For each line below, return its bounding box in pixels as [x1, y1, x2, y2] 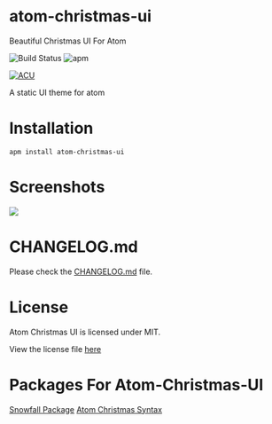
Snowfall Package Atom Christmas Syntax [9, 404, 162, 414]
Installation [9, 118, 94, 138]
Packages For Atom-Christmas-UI [9, 374, 264, 395]
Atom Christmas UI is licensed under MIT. [9, 326, 161, 337]
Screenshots [9, 177, 105, 197]
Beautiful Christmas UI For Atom [9, 35, 127, 46]
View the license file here [9, 343, 102, 354]
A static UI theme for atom [9, 87, 105, 98]
